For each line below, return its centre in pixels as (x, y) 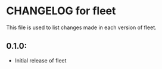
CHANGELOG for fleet (61, 11)
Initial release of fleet (40, 60)
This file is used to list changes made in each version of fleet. (81, 27)
